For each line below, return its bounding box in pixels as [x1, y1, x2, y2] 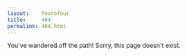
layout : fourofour [7, 10, 70, 17]
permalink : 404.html [7, 23, 67, 29]
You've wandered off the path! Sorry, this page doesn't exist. [7, 42, 181, 50]
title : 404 [7, 16, 51, 23]
